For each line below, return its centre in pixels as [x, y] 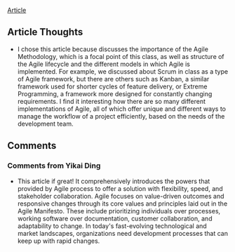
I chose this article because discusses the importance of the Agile [113, 49]
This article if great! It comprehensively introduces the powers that [114, 181]
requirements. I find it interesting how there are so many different [111, 101]
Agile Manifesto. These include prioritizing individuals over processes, [119, 211]
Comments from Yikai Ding [54, 166]
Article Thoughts [45, 32]
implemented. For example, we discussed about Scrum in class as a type [123, 71]
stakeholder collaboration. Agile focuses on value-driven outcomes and [121, 196]
